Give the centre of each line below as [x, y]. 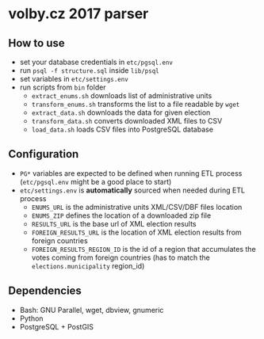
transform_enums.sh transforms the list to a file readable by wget [136, 104]
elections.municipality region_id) [88, 265]
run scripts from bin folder [63, 87]
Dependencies [45, 291]
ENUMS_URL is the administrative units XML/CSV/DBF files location [137, 207]
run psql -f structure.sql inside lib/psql [90, 70]
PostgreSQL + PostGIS [56, 326]
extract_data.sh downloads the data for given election [121, 112]
